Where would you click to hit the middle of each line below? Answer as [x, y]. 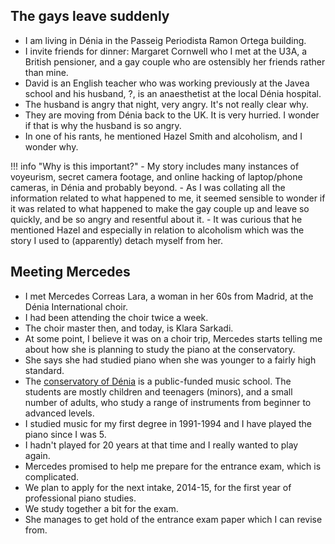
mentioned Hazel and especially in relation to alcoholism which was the [157, 230]
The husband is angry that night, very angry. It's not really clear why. [166, 104]
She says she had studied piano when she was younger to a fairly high [170, 360]
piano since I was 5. [65, 434]
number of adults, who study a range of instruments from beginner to [168, 402]
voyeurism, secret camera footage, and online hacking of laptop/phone [156, 176]
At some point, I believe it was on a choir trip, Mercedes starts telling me [173, 338]
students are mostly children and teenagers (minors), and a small [158, 391]
